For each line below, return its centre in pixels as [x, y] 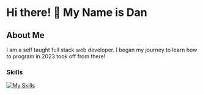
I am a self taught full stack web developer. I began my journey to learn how [102, 50]
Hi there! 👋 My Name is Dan [77, 13]
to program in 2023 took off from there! [56, 56]
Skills [15, 72]
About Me [25, 35]
